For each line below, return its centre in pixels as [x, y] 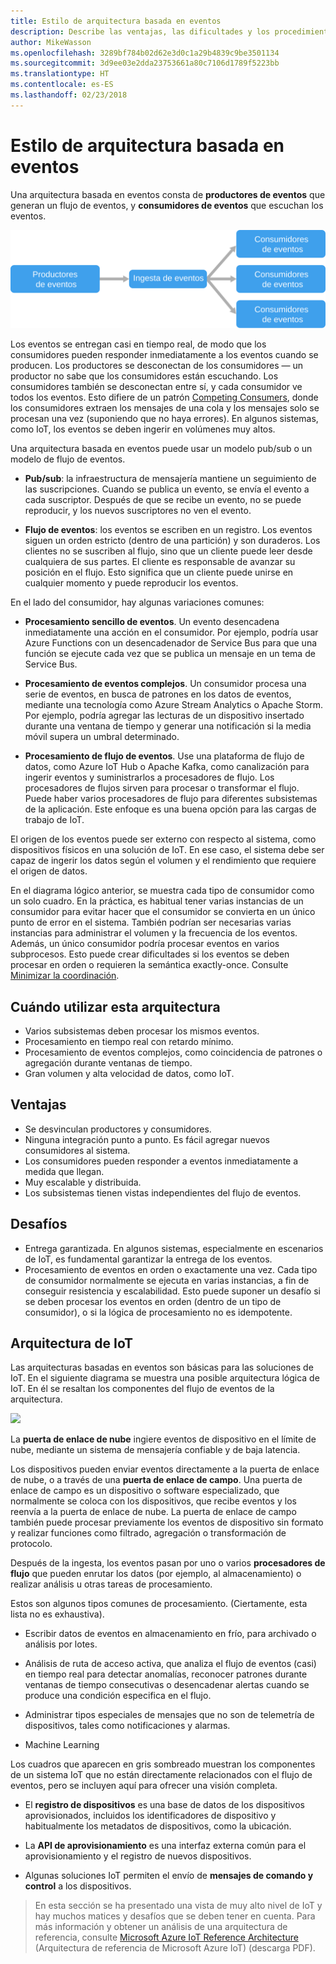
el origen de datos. [49, 871]
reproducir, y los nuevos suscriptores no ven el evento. [138, 511]
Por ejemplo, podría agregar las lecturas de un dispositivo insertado [164, 716]
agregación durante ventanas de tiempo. [108, 1063]
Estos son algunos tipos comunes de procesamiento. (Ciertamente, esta [159, 1604]
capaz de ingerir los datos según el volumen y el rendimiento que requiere [163, 861]
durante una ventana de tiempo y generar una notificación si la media [168, 726]
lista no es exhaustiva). [57, 1614]
